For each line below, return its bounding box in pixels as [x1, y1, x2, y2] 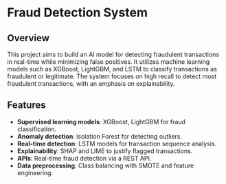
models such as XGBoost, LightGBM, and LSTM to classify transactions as [7, 65, 218, 73]
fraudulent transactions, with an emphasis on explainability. [7, 80, 175, 87]
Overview [7, 32, 50, 44]
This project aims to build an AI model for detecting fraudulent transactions [7, 50, 220, 58]
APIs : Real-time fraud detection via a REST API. [16, 154, 152, 162]
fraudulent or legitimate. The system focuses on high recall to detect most [7, 72, 217, 80]
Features [7, 100, 46, 111]
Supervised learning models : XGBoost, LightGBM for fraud [16, 117, 185, 126]
